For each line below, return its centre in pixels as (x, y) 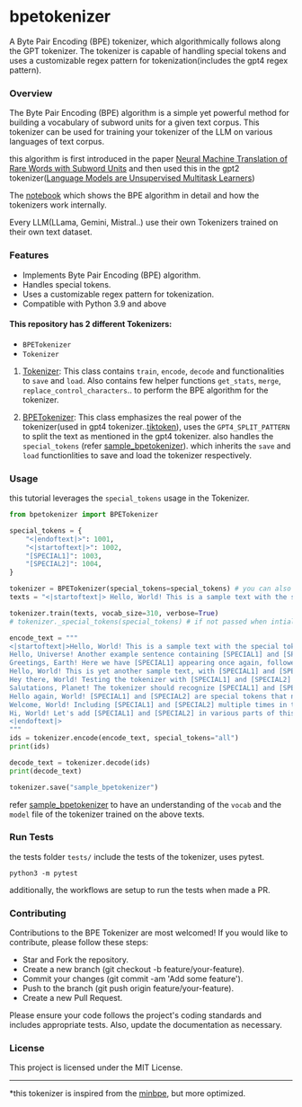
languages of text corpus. (57, 142)
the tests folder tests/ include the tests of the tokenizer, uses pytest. (137, 856)
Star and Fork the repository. (75, 960)
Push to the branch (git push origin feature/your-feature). (128, 988)
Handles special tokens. (67, 284)
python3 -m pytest (44, 873)
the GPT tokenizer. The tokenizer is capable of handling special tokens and (148, 50)
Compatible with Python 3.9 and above (94, 304)
